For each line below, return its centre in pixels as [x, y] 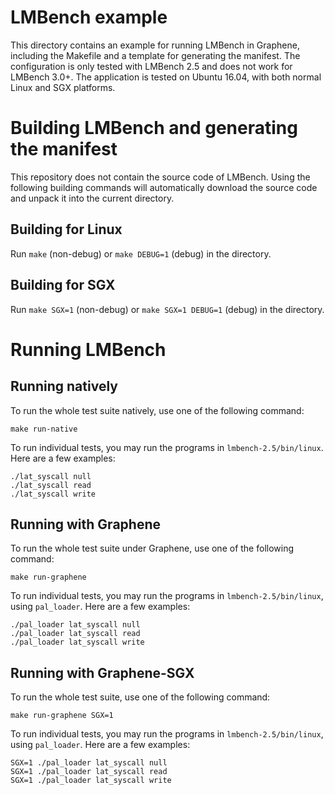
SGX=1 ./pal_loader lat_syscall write [91, 781]
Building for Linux [66, 229]
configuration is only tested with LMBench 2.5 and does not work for [151, 66]
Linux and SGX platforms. [63, 87]
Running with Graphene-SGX [102, 672]
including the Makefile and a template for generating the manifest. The [155, 55]
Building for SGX [63, 285]
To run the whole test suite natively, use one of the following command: [157, 410]
